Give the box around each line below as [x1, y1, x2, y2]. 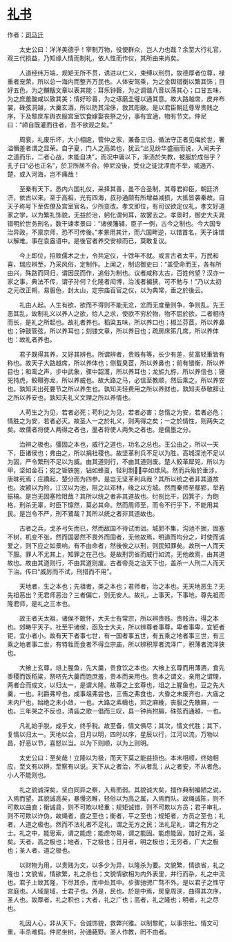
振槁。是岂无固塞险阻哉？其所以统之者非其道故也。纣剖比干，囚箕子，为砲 [7, 492, 219, 500]
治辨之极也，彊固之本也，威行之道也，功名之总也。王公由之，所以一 [19, 440, 213, 448]
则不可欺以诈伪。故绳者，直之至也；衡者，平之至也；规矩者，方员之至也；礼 [7, 811, 225, 819]
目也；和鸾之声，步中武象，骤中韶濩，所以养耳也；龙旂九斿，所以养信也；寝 [7, 367, 225, 375]
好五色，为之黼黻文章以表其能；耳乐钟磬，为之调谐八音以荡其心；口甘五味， [7, 86, 225, 94]
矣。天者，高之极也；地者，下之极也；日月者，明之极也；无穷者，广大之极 [7, 837, 219, 846]
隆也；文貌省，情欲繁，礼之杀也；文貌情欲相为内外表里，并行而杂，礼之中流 [7, 869, 225, 878]
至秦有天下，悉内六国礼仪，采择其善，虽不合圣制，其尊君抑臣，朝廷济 [19, 184, 219, 193]
